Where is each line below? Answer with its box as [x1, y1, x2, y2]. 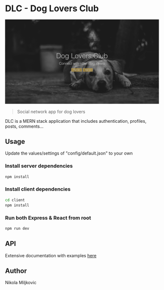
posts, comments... [5, 123, 44, 129]
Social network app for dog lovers [17, 109, 85, 114]
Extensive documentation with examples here [5, 252, 97, 258]
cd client [5, 198, 25, 202]
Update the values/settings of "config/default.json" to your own [5, 150, 133, 156]
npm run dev [5, 226, 29, 231]
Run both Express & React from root [5, 214, 91, 221]
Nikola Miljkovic [5, 280, 37, 286]
